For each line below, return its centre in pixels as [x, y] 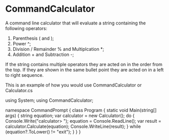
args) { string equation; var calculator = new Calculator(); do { [70, 116]
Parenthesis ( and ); [33, 38]
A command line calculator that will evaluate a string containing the [76, 23]
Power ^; [22, 43]
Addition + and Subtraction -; [43, 54]
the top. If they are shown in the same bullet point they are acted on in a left [84, 70]
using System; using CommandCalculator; [49, 100]
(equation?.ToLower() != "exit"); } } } [43, 132]
